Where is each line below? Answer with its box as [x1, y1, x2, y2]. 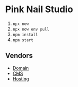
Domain [12, 65, 29, 71]
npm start [12, 37, 34, 43]
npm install [12, 32, 38, 37]
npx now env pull [12, 26, 50, 32]
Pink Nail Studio [5, 4, 73, 15]
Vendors [5, 51, 33, 60]
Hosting [12, 75, 29, 82]
